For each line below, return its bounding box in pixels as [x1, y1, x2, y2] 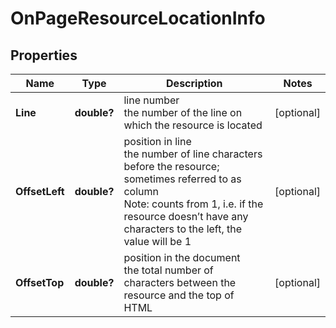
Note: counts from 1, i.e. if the [123, 197, 264, 211]
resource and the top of [123, 288, 235, 302]
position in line [123, 135, 192, 148]
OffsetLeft [15, 185, 65, 198]
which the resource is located [123, 118, 263, 132]
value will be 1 [123, 235, 192, 248]
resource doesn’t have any [123, 210, 249, 223]
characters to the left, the [123, 222, 243, 236]
